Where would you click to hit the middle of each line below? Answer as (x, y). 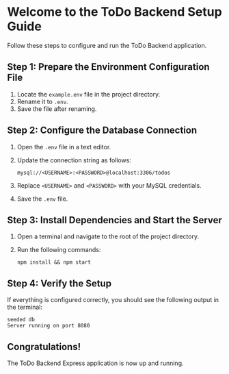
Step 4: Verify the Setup (59, 283)
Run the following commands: (59, 250)
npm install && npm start (54, 262)
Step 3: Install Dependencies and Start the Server (114, 220)
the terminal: (25, 307)
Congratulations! (44, 347)
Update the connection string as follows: (74, 160)
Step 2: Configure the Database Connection (102, 130)
